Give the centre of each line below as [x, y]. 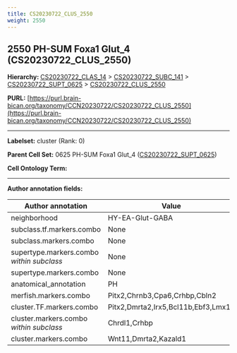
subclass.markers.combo [53, 241]
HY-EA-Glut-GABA [140, 218]
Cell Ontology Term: [37, 168]
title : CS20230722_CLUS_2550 [50, 14]
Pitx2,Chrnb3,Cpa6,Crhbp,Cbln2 [162, 296]
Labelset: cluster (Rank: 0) [46, 141]
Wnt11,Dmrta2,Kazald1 [147, 339]
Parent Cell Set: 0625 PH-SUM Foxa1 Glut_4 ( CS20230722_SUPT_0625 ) [112, 155]
